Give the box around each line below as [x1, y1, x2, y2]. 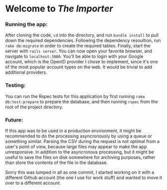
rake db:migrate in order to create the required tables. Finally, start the [5, 43, 151, 49]
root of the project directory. [5, 103, 63, 110]
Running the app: [5, 21, 48, 28]
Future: [5, 116, 23, 123]
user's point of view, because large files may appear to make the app [5, 143, 147, 150]
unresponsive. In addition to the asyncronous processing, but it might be [5, 149, 154, 155]
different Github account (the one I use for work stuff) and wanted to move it [5, 174, 162, 180]
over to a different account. [5, 180, 61, 186]
